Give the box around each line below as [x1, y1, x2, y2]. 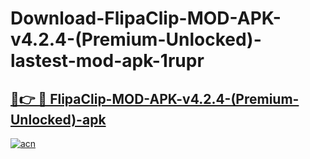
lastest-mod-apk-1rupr [10, 50, 205, 72]
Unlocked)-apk [10, 111, 107, 128]
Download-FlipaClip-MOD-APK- [10, 7, 282, 30]
